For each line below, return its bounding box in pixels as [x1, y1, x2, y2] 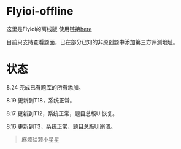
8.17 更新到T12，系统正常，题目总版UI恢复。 [6, 109, 118, 117]
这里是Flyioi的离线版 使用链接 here [6, 25, 92, 32]
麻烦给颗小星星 [21, 136, 60, 143]
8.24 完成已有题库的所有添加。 [6, 83, 84, 91]
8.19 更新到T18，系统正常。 [6, 96, 75, 104]
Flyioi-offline [6, 4, 74, 18]
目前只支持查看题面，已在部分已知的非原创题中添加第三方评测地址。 [6, 38, 179, 45]
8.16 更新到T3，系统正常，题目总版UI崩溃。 [6, 123, 117, 130]
